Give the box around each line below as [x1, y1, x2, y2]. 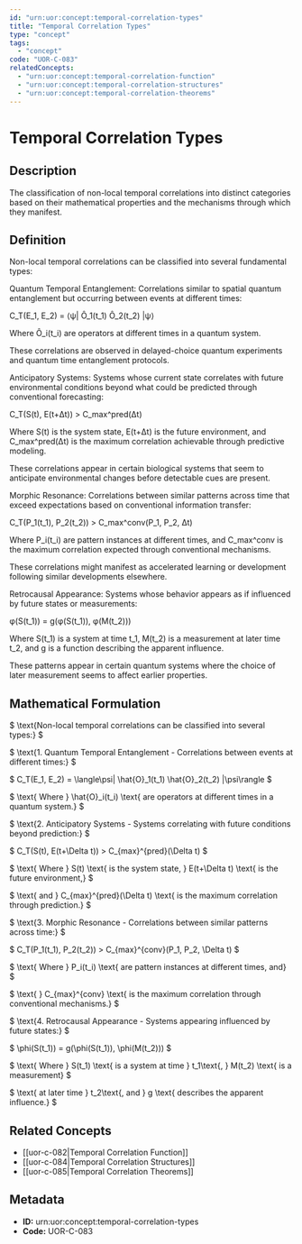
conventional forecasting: [9, 391, 104, 402]
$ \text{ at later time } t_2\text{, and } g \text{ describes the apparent [9, 1087, 264, 1098]
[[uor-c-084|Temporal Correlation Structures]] [22, 1156, 196, 1167]
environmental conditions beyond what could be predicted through [9, 382, 258, 393]
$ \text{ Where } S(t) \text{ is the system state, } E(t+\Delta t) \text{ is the [9, 863, 279, 874]
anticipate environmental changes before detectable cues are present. [9, 472, 270, 483]
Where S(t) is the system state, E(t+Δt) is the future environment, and [9, 426, 267, 437]
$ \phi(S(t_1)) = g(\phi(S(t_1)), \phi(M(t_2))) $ [9, 1043, 172, 1054]
